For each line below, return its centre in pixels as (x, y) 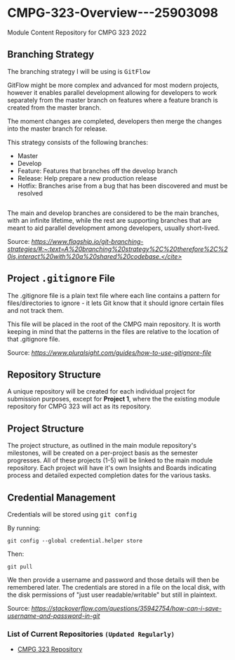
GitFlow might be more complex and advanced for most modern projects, (113, 85)
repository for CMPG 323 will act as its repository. (80, 406)
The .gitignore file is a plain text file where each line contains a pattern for (114, 295)
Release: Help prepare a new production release (87, 178)
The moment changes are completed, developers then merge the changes (115, 121)
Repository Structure (54, 374)
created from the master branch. (54, 108)
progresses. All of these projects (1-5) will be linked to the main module (110, 460)
